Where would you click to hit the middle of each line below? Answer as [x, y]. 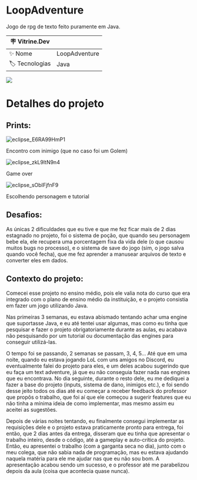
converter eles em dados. [37, 260]
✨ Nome [21, 54]
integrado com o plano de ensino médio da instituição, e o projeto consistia [97, 299]
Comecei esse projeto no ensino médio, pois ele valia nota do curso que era [98, 293]
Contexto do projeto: [45, 279]
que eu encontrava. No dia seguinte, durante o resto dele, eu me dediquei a [98, 378]
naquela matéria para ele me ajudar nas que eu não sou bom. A [83, 458]
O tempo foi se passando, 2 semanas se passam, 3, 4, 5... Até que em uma [96, 353]
